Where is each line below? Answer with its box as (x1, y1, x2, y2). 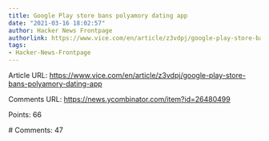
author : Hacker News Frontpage (8, 26, 113, 34)
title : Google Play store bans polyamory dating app (8, 11, 188, 20)
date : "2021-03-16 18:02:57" (8, 19, 106, 27)
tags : (8, 41, 26, 49)
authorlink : (8, 33, 48, 42)
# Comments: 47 (8, 125, 64, 135)
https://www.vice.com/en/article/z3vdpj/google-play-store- (49, 71, 247, 80)
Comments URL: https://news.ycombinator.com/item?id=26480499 (8, 95, 231, 104)
